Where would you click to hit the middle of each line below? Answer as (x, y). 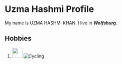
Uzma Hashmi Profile (49, 9)
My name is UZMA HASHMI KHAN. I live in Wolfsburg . (61, 23)
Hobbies (18, 38)
